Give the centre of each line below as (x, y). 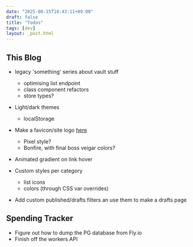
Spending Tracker (40, 218)
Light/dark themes (37, 107)
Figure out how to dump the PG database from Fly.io (78, 233)
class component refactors (56, 89)
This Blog (24, 58)
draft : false (22, 17)
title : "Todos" (25, 22)
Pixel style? (37, 141)
